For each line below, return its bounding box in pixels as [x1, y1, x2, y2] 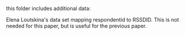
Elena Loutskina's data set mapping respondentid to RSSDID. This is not [6, 16, 179, 23]
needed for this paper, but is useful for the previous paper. [6, 23, 147, 29]
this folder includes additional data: [6, 5, 91, 12]
